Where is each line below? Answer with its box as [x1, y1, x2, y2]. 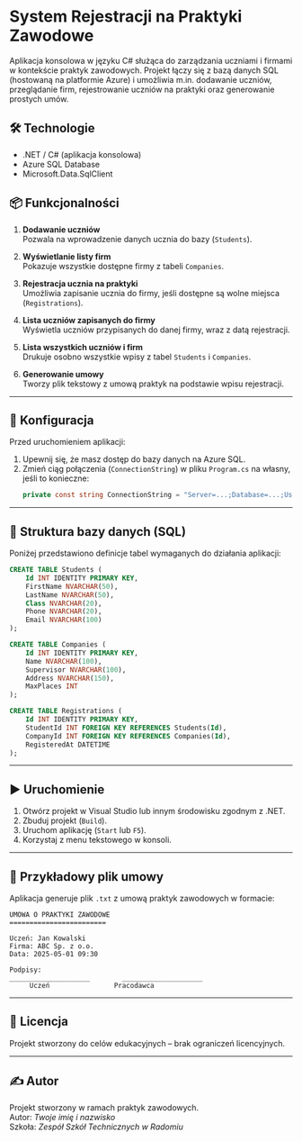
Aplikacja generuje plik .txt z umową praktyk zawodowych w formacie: [9, 893, 275, 904]
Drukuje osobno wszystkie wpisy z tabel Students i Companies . [22, 351, 252, 362]
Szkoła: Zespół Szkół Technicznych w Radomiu [9, 1121, 184, 1132]
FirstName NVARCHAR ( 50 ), [25, 582, 119, 591]
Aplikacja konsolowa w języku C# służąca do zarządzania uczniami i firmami [9, 55, 293, 66]
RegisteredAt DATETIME [25, 740, 111, 749]
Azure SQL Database [22, 158, 101, 169]
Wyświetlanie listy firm [22, 250, 111, 262]
